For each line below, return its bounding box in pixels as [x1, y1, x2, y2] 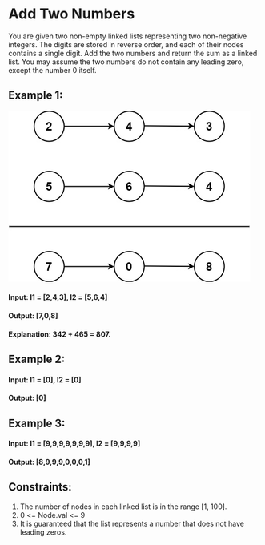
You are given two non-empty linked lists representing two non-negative [8, 31, 247, 41]
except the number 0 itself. [8, 65, 98, 75]
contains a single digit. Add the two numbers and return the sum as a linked [8, 48, 258, 58]
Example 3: [8, 416, 66, 430]
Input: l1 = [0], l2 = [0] [8, 374, 82, 385]
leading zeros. [19, 527, 67, 537]
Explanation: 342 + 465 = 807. [8, 329, 111, 339]
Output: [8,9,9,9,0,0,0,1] [8, 457, 90, 466]
